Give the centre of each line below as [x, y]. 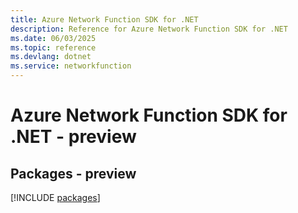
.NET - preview [73, 137]
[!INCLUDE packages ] [55, 197]
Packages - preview [73, 173]
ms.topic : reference [53, 47]
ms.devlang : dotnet [51, 57]
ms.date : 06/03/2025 [53, 38]
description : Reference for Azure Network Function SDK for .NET [149, 29]
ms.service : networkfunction [71, 66]
